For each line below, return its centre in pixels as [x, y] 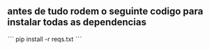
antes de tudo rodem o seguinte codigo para [105, 11]
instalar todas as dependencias [77, 23]
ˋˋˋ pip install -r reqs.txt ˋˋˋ [45, 39]
